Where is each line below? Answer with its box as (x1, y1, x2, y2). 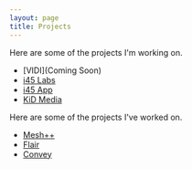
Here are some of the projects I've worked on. (9, 111, 183, 122)
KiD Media (22, 93, 62, 105)
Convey (22, 148, 52, 160)
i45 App (22, 84, 53, 95)
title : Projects (9, 22, 71, 31)
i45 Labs (22, 74, 57, 85)
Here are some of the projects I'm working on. (9, 47, 183, 58)
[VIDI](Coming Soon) (22, 65, 102, 76)
